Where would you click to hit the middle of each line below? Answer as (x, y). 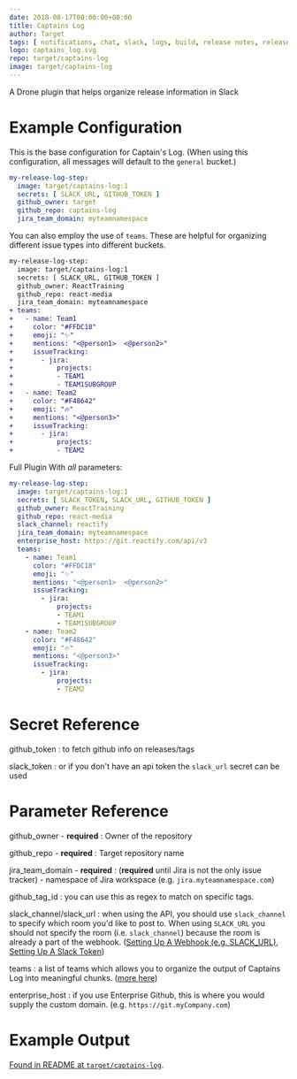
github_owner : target (57, 203)
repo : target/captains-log (59, 58)
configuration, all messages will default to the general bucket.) (123, 161)
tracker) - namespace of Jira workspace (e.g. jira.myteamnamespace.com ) (142, 879)
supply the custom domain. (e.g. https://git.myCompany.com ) (120, 1004)
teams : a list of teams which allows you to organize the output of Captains (145, 968)
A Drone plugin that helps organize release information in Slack (124, 92)
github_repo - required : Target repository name (97, 853)
